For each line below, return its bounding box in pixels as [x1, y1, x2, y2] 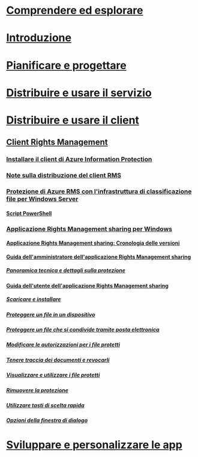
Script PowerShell [6, 209, 52, 217]
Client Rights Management [6, 137, 108, 148]
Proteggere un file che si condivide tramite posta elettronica [6, 326, 160, 333]
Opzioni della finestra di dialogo [6, 417, 88, 424]
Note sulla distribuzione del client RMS [6, 172, 122, 180]
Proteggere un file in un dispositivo [6, 311, 95, 318]
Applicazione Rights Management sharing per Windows [6, 224, 173, 233]
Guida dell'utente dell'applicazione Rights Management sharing [6, 282, 169, 289]
